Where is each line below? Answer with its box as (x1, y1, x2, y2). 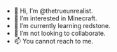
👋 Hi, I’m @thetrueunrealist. (13, 7, 93, 15)
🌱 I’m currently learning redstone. (13, 22, 111, 30)
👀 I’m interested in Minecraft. (13, 14, 97, 22)
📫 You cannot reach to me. (13, 37, 93, 45)
